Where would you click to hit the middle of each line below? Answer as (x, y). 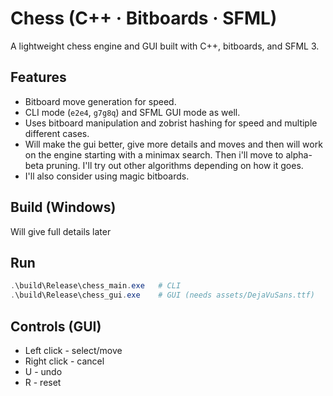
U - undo (43, 371)
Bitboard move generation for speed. (100, 101)
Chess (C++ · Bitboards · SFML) (144, 18)
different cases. (57, 133)
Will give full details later (61, 231)
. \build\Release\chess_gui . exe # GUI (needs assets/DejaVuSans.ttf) (162, 295)
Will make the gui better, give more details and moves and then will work (173, 144)
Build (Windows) (63, 207)
